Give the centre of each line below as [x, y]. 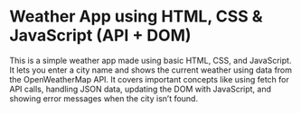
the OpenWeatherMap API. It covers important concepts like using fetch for [149, 79]
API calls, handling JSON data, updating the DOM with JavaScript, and [141, 89]
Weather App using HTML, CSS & [136, 17]
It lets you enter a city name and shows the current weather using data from [150, 70]
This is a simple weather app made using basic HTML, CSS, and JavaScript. [150, 60]
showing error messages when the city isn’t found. [104, 98]
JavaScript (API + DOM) [100, 35]
